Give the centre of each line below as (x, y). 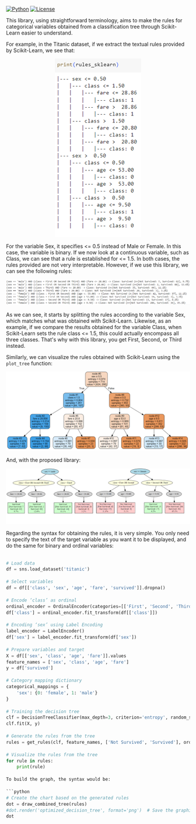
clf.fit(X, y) (23, 724)
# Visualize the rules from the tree (52, 755)
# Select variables (30, 582)
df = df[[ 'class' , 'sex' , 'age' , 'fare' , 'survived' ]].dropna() (86, 588)
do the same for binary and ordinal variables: (60, 545)
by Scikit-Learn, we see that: (41, 50)
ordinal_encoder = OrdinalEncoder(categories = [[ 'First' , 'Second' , (90, 606)
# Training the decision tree (43, 712)
